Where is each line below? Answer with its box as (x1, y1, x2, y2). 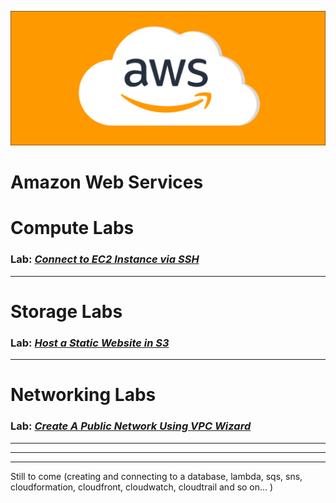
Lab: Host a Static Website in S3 (10, 336, 170, 350)
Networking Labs (10, 384, 157, 406)
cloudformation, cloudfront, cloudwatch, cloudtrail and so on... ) (10, 481, 274, 493)
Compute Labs (10, 217, 135, 240)
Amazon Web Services (10, 171, 204, 194)
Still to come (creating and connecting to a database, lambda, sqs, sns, (10, 470, 303, 482)
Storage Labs (10, 300, 123, 323)
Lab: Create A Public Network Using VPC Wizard (10, 419, 252, 433)
